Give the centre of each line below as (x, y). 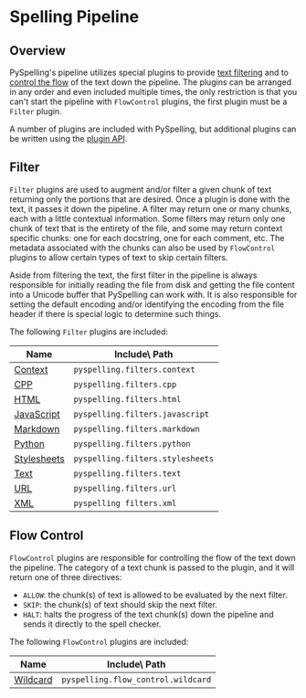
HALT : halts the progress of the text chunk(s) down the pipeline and (148, 614)
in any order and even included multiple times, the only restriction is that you (153, 92)
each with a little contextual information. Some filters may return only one (148, 218)
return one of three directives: (66, 576)
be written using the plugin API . (69, 138)
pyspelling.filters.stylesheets (144, 458)
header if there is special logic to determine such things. (116, 313)
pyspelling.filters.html (127, 399)
